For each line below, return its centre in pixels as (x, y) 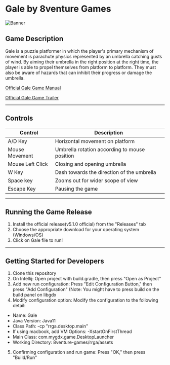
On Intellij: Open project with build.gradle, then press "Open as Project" (87, 279)
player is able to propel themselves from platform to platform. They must (81, 67)
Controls (19, 118)
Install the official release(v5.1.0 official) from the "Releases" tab (79, 224)
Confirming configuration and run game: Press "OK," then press (79, 352)
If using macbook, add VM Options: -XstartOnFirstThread (72, 332)
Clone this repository (34, 273)
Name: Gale (25, 315)
